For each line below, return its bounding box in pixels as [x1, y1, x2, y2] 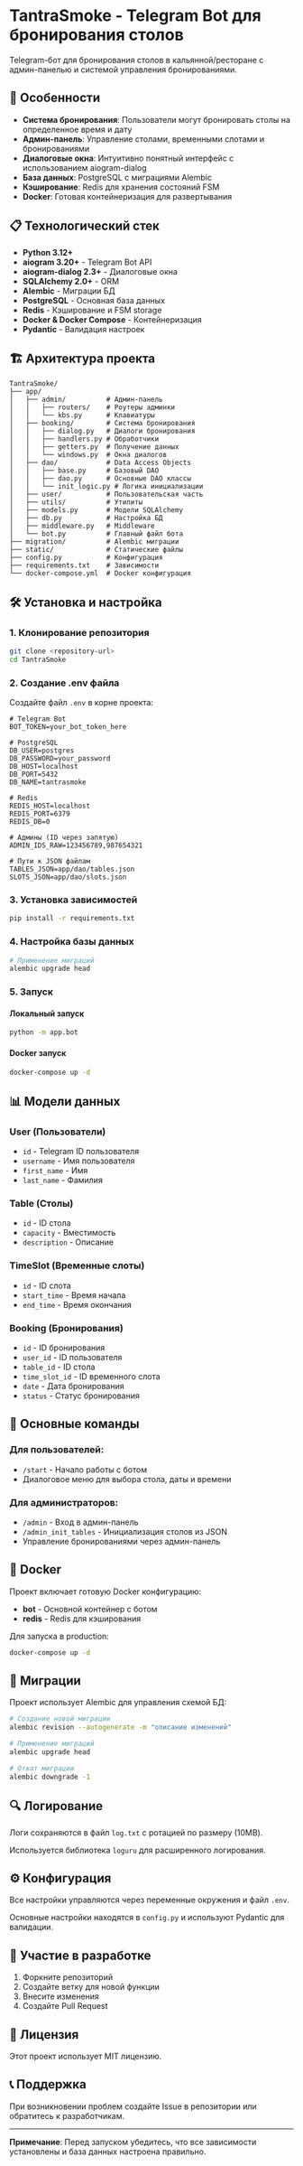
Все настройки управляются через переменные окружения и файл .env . [9, 1894, 290, 1906]
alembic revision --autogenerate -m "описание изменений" [9, 1723, 232, 1732]
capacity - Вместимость [22, 1228, 116, 1238]
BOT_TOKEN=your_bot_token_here [9, 723, 127, 732]
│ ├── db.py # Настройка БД [9, 514, 164, 523]
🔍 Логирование [9, 1798, 104, 1814]
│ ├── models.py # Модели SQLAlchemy [9, 506, 183, 515]
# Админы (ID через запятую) [9, 833, 119, 843]
